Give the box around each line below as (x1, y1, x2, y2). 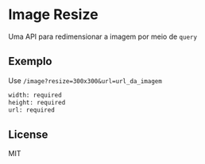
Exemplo (8, 55, 52, 68)
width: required (8, 91, 62, 99)
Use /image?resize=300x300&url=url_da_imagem (8, 75, 163, 85)
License (8, 128, 48, 141)
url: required (8, 105, 56, 114)
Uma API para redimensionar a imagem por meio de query (8, 32, 197, 41)
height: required (8, 98, 66, 106)
